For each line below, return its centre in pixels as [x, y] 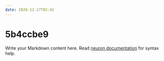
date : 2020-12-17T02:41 [30, 10]
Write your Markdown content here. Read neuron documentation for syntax [82, 48]
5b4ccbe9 [27, 34]
